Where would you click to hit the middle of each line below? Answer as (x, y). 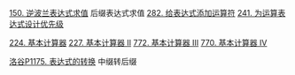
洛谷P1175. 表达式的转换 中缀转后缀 (73, 61)
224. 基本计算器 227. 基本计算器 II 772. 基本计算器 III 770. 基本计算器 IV (138, 43)
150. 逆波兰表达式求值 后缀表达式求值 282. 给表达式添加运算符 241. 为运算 (144, 13)
